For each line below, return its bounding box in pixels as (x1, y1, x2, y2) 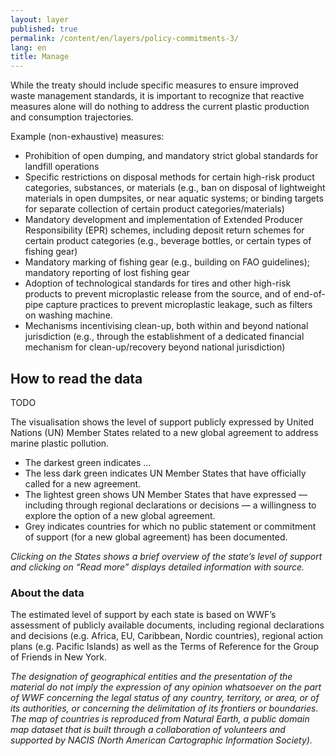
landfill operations (24, 161, 100, 173)
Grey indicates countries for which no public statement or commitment (24, 520, 317, 532)
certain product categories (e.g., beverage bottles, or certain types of (24, 235, 312, 247)
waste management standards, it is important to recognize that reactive (10, 90, 305, 102)
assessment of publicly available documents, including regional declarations (10, 619, 325, 631)
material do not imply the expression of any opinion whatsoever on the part (10, 681, 322, 693)
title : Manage (10, 52, 70, 62)
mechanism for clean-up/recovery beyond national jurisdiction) (24, 341, 286, 353)
